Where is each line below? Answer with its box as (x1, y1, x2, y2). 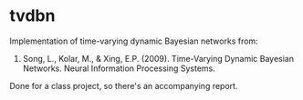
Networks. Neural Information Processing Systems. (22, 63, 216, 74)
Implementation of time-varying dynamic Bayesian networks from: (9, 35, 258, 46)
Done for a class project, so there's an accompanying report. (9, 80, 238, 91)
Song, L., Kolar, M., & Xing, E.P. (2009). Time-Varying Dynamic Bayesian (22, 53, 295, 64)
